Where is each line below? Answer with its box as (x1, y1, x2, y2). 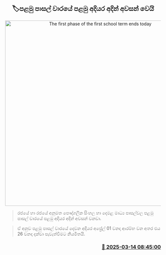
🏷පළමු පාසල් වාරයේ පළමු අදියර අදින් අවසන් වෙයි (12, 4, 154, 13)
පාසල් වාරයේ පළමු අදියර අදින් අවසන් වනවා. (17, 215, 102, 221)
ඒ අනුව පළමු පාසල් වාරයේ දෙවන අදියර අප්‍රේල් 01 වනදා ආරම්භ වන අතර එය (17, 225, 161, 231)
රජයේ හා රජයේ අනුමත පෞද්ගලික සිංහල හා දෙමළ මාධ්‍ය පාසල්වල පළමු (17, 210, 154, 215)
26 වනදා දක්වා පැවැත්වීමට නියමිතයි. (17, 231, 85, 237)
